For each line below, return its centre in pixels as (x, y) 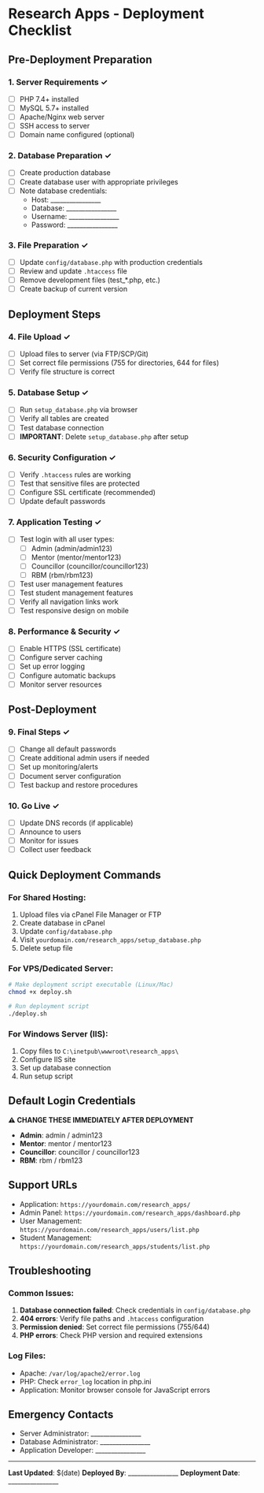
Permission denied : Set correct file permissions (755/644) (115, 1327)
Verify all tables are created (64, 419)
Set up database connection (65, 1067)
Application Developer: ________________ (82, 1450)
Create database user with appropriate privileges (99, 181)
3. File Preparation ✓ (48, 245)
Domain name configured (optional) (77, 135)
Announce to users (50, 832)
